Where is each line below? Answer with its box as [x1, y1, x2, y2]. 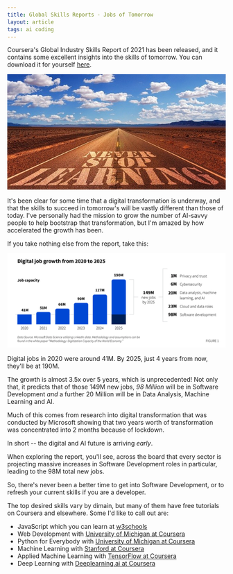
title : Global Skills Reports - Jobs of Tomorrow [7, 11, 154, 18]
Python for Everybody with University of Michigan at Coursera [17, 537, 196, 546]
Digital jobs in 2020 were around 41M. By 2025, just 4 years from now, [7, 355, 208, 363]
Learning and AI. [7, 398, 55, 406]
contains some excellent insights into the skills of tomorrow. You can [7, 53, 202, 62]
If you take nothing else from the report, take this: [7, 239, 149, 248]
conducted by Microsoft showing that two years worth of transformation [7, 419, 214, 427]
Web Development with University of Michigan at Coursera [17, 530, 186, 538]
